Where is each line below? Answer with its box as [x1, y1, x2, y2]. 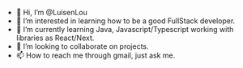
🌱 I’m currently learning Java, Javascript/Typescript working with [15, 25, 234, 34]
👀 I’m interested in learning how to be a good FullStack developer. [15, 16, 236, 26]
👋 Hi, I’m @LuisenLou [15, 8, 87, 17]
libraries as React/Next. [15, 33, 95, 42]
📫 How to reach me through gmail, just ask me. [15, 50, 176, 60]
